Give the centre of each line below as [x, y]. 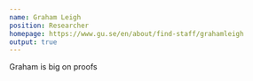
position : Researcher [49, 26]
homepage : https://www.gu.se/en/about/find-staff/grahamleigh [126, 33]
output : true [33, 42]
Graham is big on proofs [53, 67]
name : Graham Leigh [45, 17]
